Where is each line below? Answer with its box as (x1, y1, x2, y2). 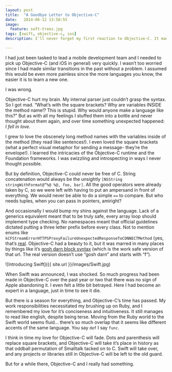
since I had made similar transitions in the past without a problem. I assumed (5, 65, 167, 72)
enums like (5, 229, 28, 236)
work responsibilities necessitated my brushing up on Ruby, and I (5, 303, 143, 309)
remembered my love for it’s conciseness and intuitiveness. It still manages (5, 308, 163, 314)
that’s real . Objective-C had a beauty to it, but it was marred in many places (5, 240, 164, 246)
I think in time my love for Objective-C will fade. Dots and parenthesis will (5, 334, 160, 341)
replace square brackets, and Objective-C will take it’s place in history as (5, 340, 159, 346)
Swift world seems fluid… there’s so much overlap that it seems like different (5, 319, 166, 325)
